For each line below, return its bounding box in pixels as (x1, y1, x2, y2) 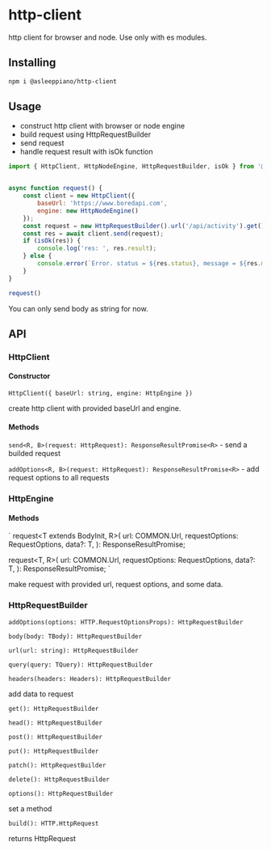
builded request (8, 449, 61, 459)
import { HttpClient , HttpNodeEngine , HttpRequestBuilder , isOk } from (8, 163, 254, 171)
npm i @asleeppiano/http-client (8, 77, 117, 86)
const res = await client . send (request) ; (23, 229, 164, 238)
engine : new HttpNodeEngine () (37, 206, 139, 215)
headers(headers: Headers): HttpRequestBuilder (8, 675, 172, 683)
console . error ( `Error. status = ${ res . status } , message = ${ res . (37, 260, 262, 268)
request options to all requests (8, 473, 110, 483)
